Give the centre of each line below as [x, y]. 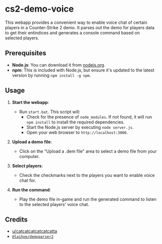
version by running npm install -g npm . [51, 75]
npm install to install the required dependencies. [75, 122]
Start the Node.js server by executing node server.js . [80, 127]
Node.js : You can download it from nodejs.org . [59, 65]
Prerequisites [26, 53]
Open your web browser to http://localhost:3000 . [77, 132]
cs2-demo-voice [39, 9]
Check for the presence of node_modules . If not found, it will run [89, 117]
